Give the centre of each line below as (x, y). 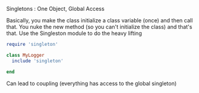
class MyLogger (25, 55)
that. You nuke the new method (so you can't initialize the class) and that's (99, 27)
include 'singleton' (38, 61)
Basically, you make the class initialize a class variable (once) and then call (99, 20)
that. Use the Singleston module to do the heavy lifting (74, 33)
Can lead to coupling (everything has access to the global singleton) (92, 83)
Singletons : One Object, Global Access (56, 9)
